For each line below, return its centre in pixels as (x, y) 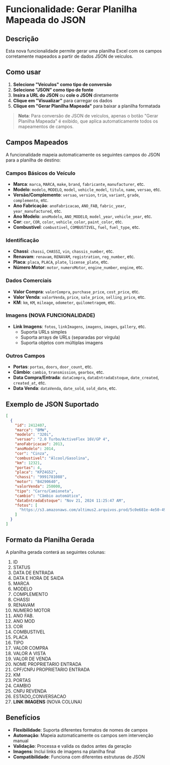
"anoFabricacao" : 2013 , (40, 444)
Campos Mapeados (37, 143)
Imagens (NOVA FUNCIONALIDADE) (50, 315)
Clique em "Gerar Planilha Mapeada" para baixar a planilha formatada (87, 106)
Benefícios (23, 718)
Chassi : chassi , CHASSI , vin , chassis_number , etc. (63, 251)
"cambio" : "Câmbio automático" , (49, 496)
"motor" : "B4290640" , (37, 482)
